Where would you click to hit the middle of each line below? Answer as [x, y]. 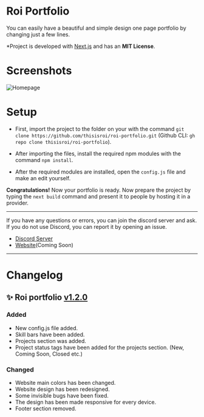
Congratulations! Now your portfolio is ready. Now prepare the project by [99, 190]
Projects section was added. [51, 341]
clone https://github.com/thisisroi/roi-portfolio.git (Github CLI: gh [105, 135]
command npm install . [44, 160]
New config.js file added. [46, 328]
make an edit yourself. [43, 178]
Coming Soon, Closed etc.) [49, 354]
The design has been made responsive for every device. [86, 402]
